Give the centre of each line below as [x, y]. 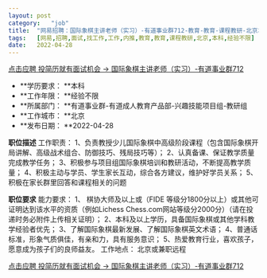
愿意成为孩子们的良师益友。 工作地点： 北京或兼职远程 [97, 249]
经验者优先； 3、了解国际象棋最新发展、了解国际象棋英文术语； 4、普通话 [136, 229]
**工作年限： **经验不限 [59, 96]
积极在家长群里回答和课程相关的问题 [68, 182]
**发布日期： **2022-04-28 [66, 126]
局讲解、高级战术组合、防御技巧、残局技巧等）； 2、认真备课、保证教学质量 [132, 153]
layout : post [30, 16]
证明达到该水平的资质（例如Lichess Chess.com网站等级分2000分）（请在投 [131, 209]
